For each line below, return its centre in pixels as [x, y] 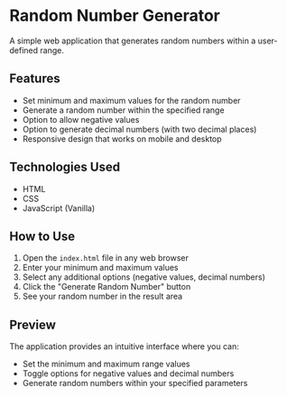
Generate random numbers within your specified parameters [135, 383]
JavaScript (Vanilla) [59, 208]
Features [35, 79]
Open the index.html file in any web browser [106, 258]
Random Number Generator [115, 16]
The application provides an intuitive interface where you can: [124, 346]
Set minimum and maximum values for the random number [131, 100]
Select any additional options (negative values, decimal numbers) [144, 277]
